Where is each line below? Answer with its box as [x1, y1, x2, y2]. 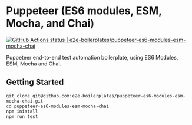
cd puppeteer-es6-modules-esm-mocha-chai [6, 103, 110, 109]
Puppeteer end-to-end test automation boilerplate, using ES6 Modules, [6, 54, 178, 61]
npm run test [6, 113, 38, 119]
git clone [6, 93, 31, 98]
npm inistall [6, 108, 38, 114]
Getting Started [6, 77, 64, 87]
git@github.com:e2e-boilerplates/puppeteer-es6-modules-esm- [32, 93, 186, 98]
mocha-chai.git [6, 98, 44, 104]
